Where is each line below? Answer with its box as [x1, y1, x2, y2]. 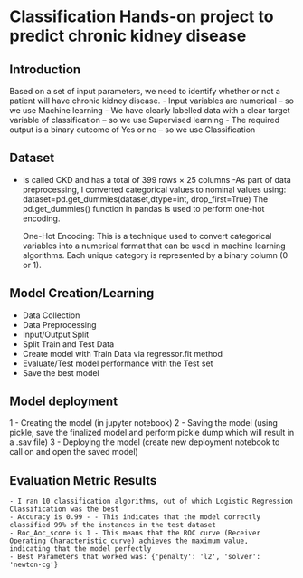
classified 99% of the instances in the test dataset [9, 521, 217, 530]
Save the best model [22, 367, 99, 378]
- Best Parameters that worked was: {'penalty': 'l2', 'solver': [9, 553, 260, 562]
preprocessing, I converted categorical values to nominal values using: [22, 184, 287, 195]
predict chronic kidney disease [9, 25, 247, 46]
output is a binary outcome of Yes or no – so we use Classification [9, 124, 256, 135]
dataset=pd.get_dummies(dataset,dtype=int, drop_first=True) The [22, 193, 269, 205]
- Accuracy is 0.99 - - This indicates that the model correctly [9, 513, 260, 522]
